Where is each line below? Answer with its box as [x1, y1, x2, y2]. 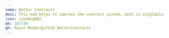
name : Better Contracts [5, 7, 55, 12]
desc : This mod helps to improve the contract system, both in [5, 12, 141, 17]
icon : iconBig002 [5, 16, 42, 21]
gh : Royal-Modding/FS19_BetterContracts [5, 26, 92, 31]
